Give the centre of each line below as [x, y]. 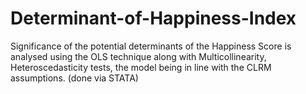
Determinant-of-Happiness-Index [153, 18]
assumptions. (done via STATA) [74, 78]
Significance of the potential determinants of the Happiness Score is [151, 46]
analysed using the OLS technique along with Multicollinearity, [138, 56]
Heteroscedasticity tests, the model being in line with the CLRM [141, 67]
